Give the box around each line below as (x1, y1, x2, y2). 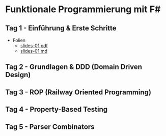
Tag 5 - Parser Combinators (5, 122, 95, 131)
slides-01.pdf (20, 43, 48, 49)
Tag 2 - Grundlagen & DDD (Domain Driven (5, 62, 143, 72)
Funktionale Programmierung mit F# (5, 4, 161, 15)
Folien (12, 37, 26, 43)
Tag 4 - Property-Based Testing (5, 105, 108, 114)
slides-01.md (20, 48, 47, 54)
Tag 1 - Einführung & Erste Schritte (5, 24, 117, 32)
